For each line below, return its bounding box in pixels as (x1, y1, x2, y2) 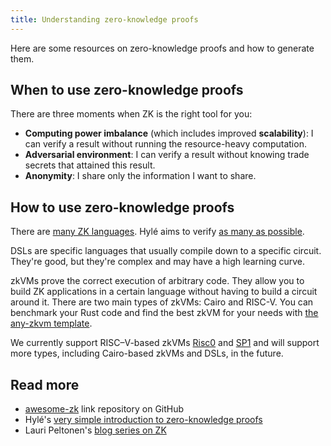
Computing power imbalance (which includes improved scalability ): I (24, 127, 314, 140)
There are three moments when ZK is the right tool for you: (10, 108, 253, 120)
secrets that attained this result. (24, 159, 156, 171)
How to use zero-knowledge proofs (10, 199, 235, 216)
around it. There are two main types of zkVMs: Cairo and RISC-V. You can (10, 296, 314, 308)
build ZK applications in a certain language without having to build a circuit (10, 286, 318, 298)
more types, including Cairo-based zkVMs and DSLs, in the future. (10, 347, 284, 360)
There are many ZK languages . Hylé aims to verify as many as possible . (10, 226, 305, 238)
